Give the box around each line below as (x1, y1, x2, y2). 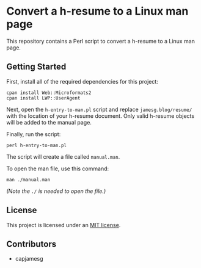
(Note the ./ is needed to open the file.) (6, 187, 106, 195)
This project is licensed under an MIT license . (6, 221, 121, 228)
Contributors (6, 239, 57, 249)
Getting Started (6, 62, 67, 72)
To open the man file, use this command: (6, 165, 109, 172)
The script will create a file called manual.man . (6, 153, 120, 160)
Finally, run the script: (6, 130, 61, 138)
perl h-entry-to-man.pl (6, 142, 67, 148)
